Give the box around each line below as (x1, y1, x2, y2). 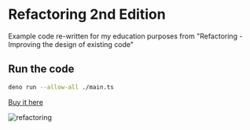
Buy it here (8, 97, 43, 107)
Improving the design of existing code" (8, 39, 134, 49)
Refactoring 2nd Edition (8, 5, 167, 23)
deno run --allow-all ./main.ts (8, 83, 114, 91)
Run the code (8, 63, 75, 76)
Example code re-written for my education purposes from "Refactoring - (8, 31, 243, 41)
